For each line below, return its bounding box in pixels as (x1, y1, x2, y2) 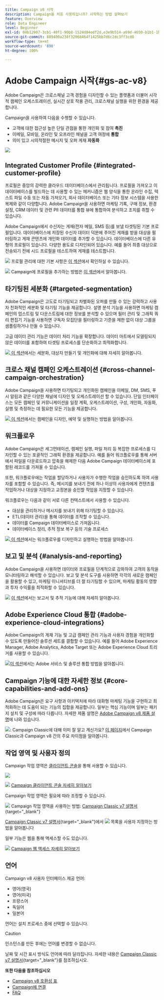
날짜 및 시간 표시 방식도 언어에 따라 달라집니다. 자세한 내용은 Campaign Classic (5, 951, 157, 957)
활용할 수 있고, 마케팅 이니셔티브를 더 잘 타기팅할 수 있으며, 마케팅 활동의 (10, 578, 148, 584)
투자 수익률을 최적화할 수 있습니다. (10, 584, 76, 590)
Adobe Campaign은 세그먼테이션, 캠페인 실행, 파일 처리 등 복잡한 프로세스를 (5, 445, 151, 451)
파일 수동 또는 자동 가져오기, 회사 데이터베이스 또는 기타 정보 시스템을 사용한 (14, 195, 159, 201)
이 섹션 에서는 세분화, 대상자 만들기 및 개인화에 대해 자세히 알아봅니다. (11, 350, 143, 356)
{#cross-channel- (99, 366, 155, 374)
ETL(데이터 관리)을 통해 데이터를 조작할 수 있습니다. (12, 513, 111, 519)
